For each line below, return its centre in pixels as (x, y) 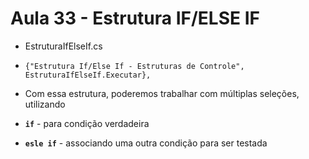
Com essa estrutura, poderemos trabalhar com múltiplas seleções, (162, 93)
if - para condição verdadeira (87, 123)
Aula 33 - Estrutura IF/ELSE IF (135, 18)
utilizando (45, 104)
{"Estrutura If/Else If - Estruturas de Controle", (134, 66)
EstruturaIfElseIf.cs (63, 46)
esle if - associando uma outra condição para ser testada (146, 143)
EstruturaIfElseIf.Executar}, (88, 75)
